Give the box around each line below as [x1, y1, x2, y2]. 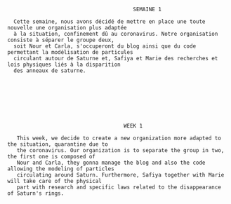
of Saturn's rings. [7, 190, 65, 197]
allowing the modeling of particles [7, 165, 114, 172]
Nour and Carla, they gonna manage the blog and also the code [16, 159, 206, 166]
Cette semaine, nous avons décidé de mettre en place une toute [13, 18, 206, 25]
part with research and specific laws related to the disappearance [16, 184, 221, 191]
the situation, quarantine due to [7, 141, 109, 148]
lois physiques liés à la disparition [7, 61, 121, 68]
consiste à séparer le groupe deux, [7, 36, 114, 43]
